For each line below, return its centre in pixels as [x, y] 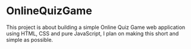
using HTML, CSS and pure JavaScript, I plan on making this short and [93, 33]
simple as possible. [30, 40]
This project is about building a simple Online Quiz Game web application [96, 27]
